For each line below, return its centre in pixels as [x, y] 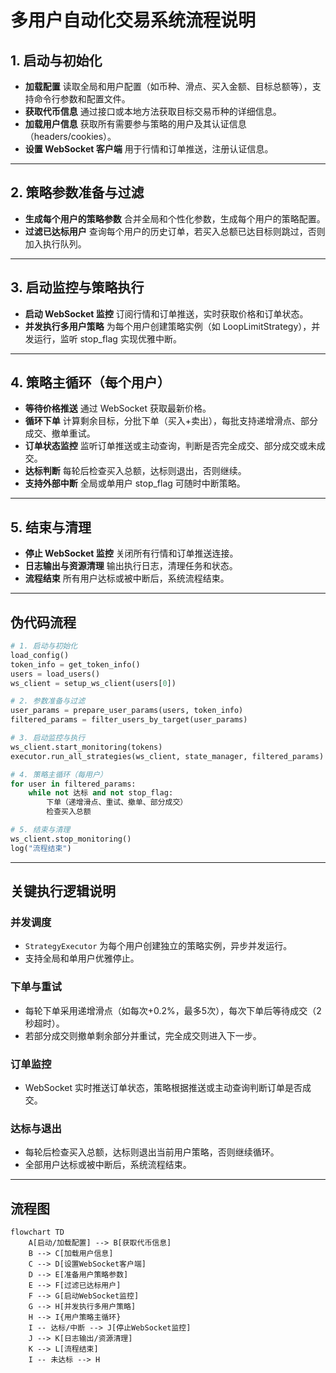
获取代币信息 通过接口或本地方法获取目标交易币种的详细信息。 [153, 111]
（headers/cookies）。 [70, 136]
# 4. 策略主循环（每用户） [59, 774]
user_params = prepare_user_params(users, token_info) [127, 711]
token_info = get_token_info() [75, 664]
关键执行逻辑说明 [63, 891]
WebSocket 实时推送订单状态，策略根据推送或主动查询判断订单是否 [163, 1087]
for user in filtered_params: [73, 784]
